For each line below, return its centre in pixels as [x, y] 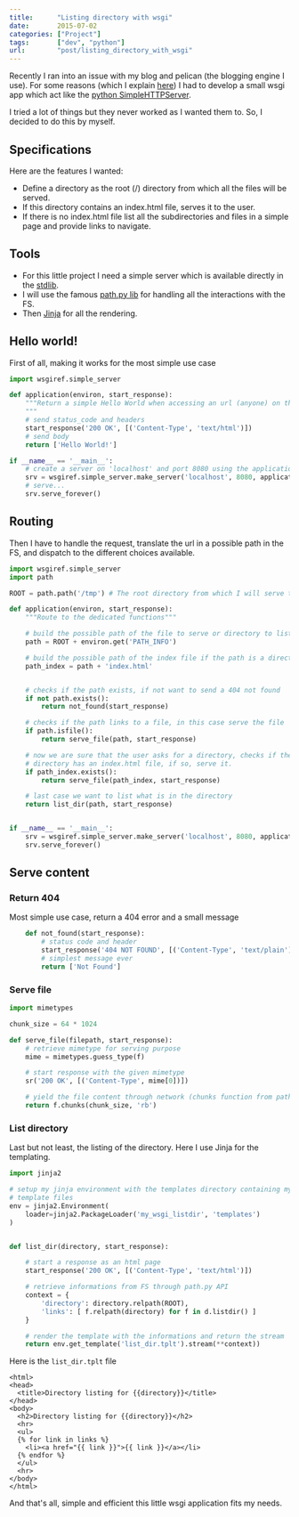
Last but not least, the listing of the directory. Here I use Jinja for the [134, 1148]
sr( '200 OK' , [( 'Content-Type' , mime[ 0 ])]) [107, 1081]
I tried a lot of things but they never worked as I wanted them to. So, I [136, 112]
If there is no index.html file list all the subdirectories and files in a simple [155, 216]
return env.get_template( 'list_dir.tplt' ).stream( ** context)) [143, 1344]
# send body [47, 436]
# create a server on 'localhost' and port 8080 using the [137, 469]
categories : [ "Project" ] [55, 34]
